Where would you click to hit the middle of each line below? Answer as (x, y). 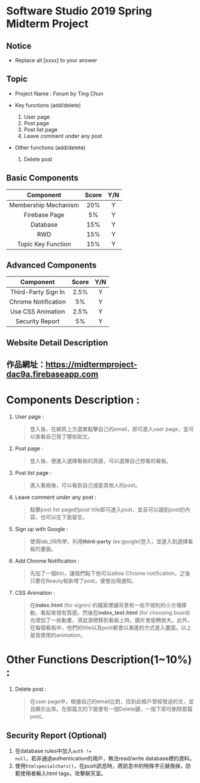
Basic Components (43, 178)
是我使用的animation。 (57, 635)
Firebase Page (44, 215)
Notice (19, 46)
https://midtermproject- (92, 365)
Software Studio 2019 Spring (79, 11)
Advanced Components (51, 265)
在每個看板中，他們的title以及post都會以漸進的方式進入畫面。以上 (110, 628)
